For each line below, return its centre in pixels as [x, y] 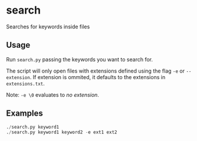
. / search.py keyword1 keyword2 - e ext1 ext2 [62, 132]
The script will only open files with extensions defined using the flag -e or [95, 71]
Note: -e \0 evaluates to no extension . [52, 94]
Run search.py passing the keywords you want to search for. [80, 59]
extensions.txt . [26, 83]
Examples [24, 114]
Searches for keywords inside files [48, 27]
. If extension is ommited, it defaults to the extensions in [98, 77]
